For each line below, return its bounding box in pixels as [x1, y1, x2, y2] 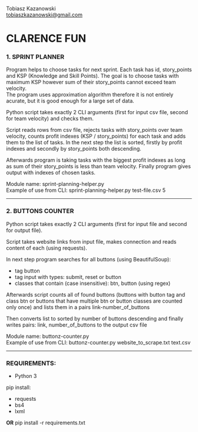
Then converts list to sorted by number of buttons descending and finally [6, 315, 184, 322]
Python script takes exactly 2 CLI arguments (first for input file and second [6, 220, 187, 227]
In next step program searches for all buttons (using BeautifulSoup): [6, 255, 171, 262]
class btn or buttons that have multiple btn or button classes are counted [6, 297, 183, 304]
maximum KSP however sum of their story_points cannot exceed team [6, 79, 176, 86]
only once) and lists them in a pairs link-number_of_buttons [6, 303, 150, 311]
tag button [14, 267, 40, 274]
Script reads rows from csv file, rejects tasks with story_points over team [6, 127, 183, 134]
